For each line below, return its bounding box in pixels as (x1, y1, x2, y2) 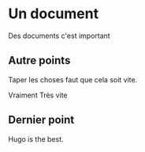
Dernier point (8, 113, 75, 127)
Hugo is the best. (8, 134, 65, 143)
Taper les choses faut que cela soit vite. (8, 74, 138, 84)
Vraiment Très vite (8, 90, 69, 100)
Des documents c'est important (8, 31, 110, 40)
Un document (8, 5, 99, 23)
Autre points (8, 54, 71, 67)
